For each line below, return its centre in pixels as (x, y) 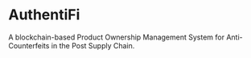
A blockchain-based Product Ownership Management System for (117, 37)
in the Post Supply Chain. (93, 45)
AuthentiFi (44, 15)
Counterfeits (29, 45)
